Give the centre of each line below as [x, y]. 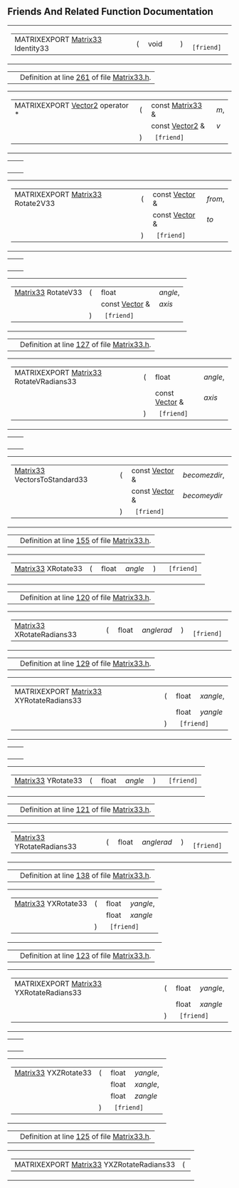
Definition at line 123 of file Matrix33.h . [86, 956]
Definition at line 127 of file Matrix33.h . [86, 344]
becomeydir [202, 495]
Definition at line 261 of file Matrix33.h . [86, 77]
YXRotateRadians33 [48, 992]
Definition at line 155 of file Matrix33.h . [86, 540]
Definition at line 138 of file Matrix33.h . [86, 875]
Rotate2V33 [35, 203]
